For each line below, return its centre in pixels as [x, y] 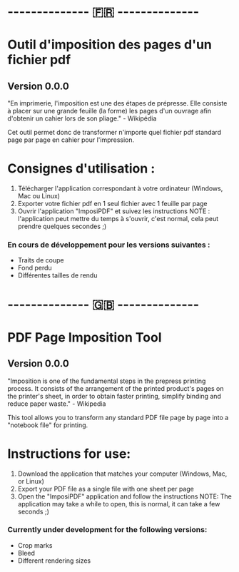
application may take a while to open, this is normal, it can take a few [119, 504]
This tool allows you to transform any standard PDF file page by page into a [118, 417]
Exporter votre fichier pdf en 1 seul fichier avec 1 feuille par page [113, 204]
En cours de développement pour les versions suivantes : [109, 245]
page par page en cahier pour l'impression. [71, 140]
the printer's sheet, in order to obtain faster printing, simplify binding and [114, 396]
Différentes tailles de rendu [57, 275]
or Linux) [31, 481]
